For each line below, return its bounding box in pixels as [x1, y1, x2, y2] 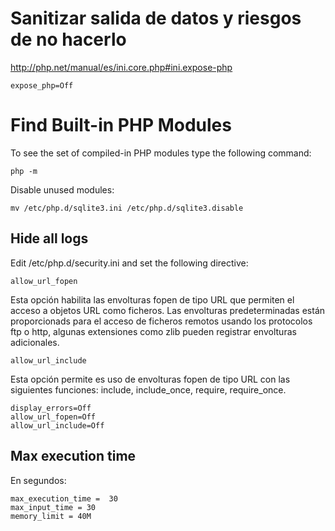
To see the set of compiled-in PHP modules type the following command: [10, 147, 312, 159]
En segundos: [10, 474, 67, 486]
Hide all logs [10, 230, 89, 247]
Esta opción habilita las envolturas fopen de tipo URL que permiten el [10, 293, 295, 306]
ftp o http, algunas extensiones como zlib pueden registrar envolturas [10, 325, 297, 337]
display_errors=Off [10, 403, 92, 413]
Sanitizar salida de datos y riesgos [10, 7, 302, 30]
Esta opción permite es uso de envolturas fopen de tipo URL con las [10, 373, 291, 385]
